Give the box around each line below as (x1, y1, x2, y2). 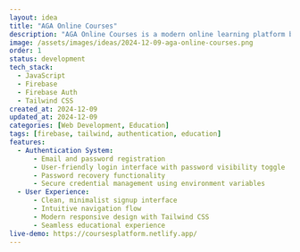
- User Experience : (17, 188, 90, 197)
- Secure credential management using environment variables (32, 180, 266, 189)
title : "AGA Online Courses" (9, 21, 118, 30)
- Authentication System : (17, 146, 114, 155)
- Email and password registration (32, 154, 166, 164)
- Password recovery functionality (32, 171, 166, 180)
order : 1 (9, 46, 42, 55)
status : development (9, 55, 87, 63)
